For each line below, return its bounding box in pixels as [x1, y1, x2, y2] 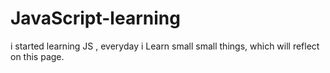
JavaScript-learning [10, 7, 181, 30]
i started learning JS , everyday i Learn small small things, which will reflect [10, 40, 320, 52]
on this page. [10, 50, 65, 62]
